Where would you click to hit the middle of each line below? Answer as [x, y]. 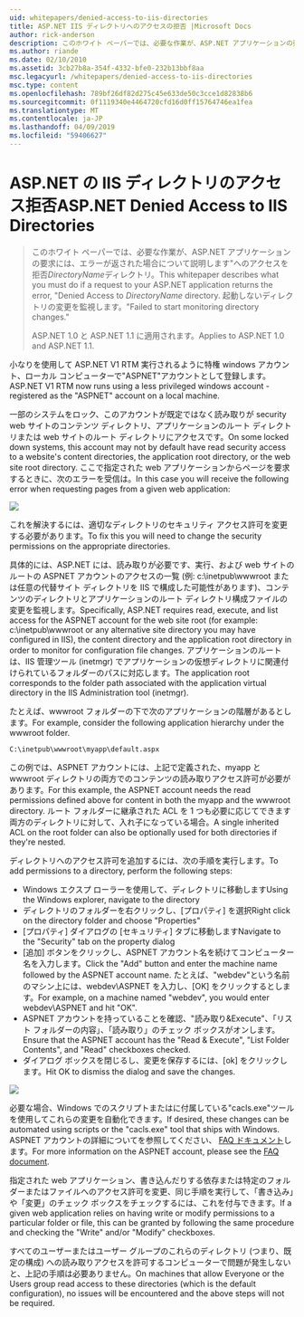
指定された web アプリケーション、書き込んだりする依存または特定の [138, 1180]
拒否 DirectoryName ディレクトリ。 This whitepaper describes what [155, 274]
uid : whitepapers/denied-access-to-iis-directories [109, 18]
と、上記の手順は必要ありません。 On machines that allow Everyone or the [147, 1274]
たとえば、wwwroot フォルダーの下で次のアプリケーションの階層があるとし [151, 711]
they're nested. [38, 842]
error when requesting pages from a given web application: [120, 489]
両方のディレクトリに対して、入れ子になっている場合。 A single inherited [144, 822]
